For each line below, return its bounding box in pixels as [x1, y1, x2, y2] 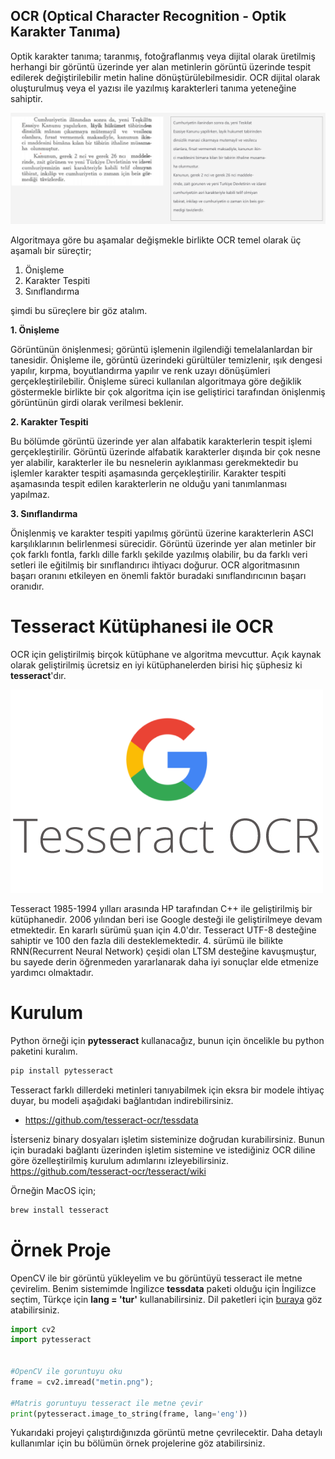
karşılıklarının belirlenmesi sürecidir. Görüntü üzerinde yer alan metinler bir [10, 537, 317, 549]
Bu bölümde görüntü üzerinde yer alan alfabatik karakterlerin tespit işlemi [10, 435, 313, 447]
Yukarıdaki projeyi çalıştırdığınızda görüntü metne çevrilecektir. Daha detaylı [10, 1427, 323, 1439]
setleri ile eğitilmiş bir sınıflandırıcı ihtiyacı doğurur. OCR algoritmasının [10, 559, 300, 571]
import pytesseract [10, 1335, 92, 1345]
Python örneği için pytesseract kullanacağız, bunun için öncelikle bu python [10, 1034, 325, 1046]
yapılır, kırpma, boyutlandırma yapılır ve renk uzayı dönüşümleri [10, 364, 271, 376]
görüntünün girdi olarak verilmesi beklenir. [10, 396, 184, 408]
